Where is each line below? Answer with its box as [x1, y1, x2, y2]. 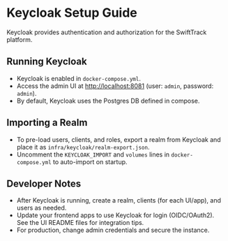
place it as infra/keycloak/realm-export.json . [16, 143, 150, 151]
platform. [6, 35, 33, 43]
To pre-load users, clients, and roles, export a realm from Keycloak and [16, 135, 221, 144]
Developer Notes [6, 177, 82, 189]
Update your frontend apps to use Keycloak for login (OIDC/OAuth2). [16, 211, 215, 219]
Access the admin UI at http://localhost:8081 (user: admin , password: [16, 82, 214, 90]
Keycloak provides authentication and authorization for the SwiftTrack [6, 28, 207, 36]
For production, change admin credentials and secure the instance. [16, 226, 210, 235]
